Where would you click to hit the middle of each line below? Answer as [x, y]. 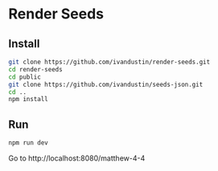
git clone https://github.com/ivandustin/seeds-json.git [106, 84]
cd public [25, 77]
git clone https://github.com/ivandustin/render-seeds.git [109, 62]
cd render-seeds [35, 69]
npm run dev [28, 143]
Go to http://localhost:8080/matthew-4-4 [77, 158]
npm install [28, 100]
